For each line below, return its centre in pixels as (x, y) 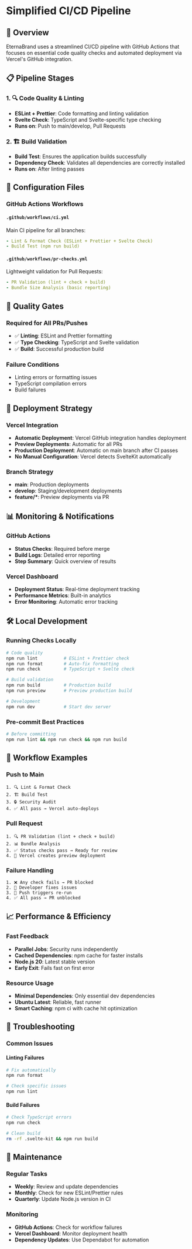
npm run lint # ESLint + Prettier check (68, 658)
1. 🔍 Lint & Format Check (39, 788)
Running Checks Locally (41, 641)
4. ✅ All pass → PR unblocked (43, 898)
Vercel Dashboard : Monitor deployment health (71, 1233)
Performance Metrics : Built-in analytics (63, 595)
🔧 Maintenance (34, 1157)
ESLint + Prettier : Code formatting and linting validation (82, 113)
